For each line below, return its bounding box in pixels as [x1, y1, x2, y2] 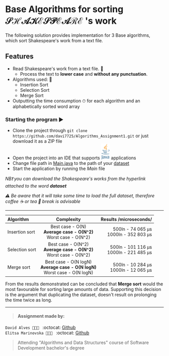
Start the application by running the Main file [12, 165, 105, 172]
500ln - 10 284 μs [113, 261, 152, 268]
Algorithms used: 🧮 [12, 76, 52, 82]
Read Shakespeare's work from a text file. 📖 [12, 66, 104, 72]
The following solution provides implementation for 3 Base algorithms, [5, 32, 150, 38]
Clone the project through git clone [12, 128, 88, 134]
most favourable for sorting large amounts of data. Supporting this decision [5, 286, 161, 292]
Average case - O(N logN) [40, 264, 97, 270]
